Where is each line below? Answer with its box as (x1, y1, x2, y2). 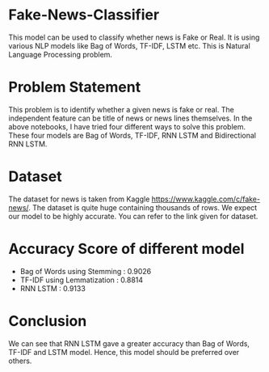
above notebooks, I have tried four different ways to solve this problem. (8, 121, 246, 131)
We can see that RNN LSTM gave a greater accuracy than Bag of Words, (8, 338, 250, 349)
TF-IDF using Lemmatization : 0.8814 (19, 275, 144, 285)
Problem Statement (8, 78, 141, 96)
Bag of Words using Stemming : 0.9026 (19, 266, 152, 276)
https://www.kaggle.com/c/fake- (151, 194, 261, 204)
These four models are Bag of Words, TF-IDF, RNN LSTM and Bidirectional (8, 130, 257, 140)
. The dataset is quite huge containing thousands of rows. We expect (27, 202, 258, 212)
